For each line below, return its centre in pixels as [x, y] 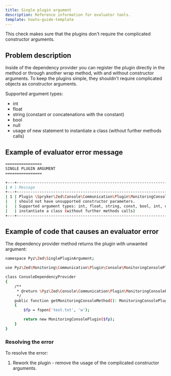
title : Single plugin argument [38, 10]
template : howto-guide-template [39, 19]
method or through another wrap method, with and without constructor [80, 73]
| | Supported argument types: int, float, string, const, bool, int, [84, 206]
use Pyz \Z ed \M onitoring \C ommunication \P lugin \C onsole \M [66, 268]
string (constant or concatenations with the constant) [68, 115]
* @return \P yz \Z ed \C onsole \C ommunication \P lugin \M [73, 291]
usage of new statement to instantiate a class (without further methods [87, 131]
